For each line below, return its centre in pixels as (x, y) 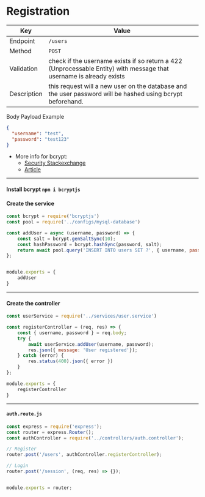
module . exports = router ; (39, 488)
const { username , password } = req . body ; (72, 333)
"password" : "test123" (41, 139)
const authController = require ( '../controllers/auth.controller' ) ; (95, 438)
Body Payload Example (35, 116)
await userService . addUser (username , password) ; (91, 344)
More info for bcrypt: (41, 157)
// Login (17, 466)
